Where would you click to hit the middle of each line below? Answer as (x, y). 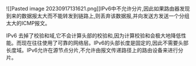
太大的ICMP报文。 (28, 23)
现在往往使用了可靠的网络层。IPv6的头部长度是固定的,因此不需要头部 (105, 43)
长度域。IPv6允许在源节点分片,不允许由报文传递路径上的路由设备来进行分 (95, 50)
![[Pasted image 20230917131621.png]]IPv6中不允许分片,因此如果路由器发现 (98, 8)
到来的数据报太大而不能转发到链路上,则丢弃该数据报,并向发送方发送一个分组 (98, 16)
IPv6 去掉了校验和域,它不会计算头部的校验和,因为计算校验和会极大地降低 (94, 36)
